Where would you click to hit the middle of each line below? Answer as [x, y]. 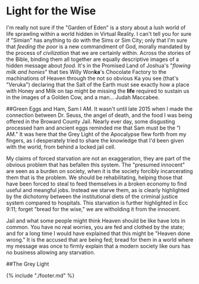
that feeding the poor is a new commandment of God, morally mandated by [98, 47]
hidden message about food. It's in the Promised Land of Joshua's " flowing [99, 65]
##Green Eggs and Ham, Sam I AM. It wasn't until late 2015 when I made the [99, 109]
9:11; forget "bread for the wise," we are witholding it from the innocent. [94, 209]
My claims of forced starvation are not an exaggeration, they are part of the [99, 158]
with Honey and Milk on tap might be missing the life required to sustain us [98, 91]
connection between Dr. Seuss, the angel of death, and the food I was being [99, 115]
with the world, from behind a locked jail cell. [61, 147]
